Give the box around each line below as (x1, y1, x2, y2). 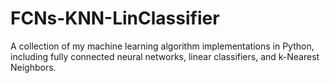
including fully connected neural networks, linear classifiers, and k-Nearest (10, 50, 320, 62)
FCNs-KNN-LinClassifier (10, 7, 220, 30)
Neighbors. (10, 61, 57, 73)
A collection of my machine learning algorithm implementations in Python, (10, 40, 315, 52)
